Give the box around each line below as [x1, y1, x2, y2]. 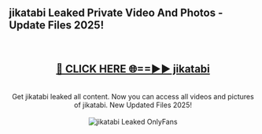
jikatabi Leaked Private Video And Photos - [9, 6, 223, 20]
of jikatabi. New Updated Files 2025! [74, 100, 192, 110]
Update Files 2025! [9, 19, 105, 32]
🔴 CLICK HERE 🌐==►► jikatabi [55, 62, 211, 76]
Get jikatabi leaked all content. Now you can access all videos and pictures [12, 91, 254, 101]
